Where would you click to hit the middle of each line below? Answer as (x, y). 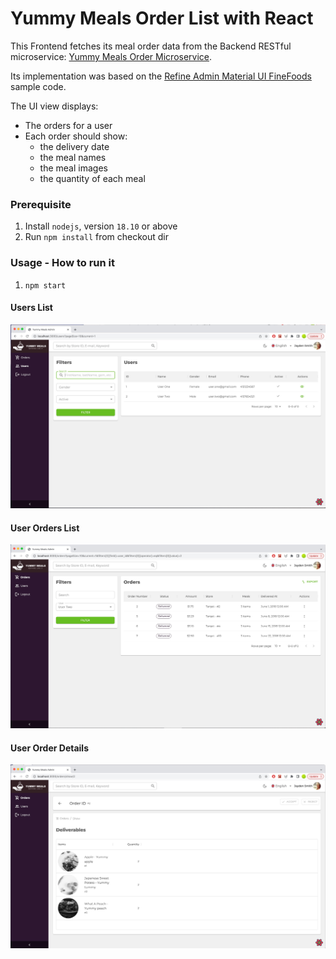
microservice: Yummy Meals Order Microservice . (111, 56)
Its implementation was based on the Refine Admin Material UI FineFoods (161, 76)
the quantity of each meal (92, 178)
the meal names (73, 157)
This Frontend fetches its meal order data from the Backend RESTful (151, 46)
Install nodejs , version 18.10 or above (101, 226)
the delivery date (74, 146)
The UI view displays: (54, 106)
